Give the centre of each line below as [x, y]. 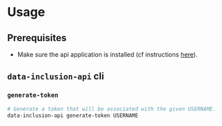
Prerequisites [37, 38]
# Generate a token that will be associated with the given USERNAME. [112, 109]
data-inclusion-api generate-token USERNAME [73, 116]
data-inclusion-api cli [56, 76]
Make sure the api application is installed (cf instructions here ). [108, 54]
